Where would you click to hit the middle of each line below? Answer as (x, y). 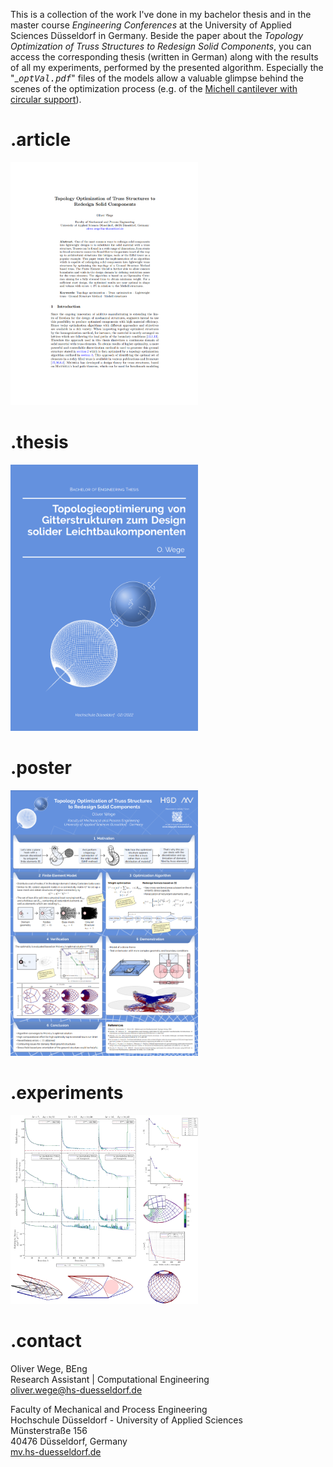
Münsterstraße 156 (49, 1430)
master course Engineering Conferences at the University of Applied (151, 25)
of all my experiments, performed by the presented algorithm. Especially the (167, 67)
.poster (41, 768)
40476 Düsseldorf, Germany (69, 1441)
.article (41, 140)
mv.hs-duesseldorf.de (56, 1451)
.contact (46, 1341)
